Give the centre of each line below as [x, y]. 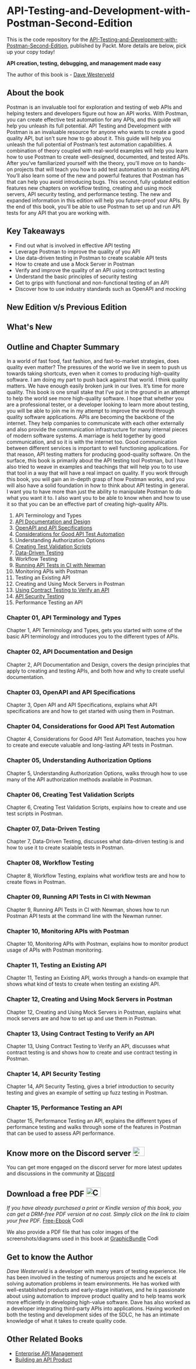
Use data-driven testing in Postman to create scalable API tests [91, 258]
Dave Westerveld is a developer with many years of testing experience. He [96, 1271]
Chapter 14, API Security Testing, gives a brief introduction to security [90, 1086]
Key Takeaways [36, 231]
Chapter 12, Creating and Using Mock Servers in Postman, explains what [94, 1012]
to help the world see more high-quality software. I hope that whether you [95, 399]
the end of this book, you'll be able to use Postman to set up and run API [94, 207]
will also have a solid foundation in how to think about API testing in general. [98, 486]
